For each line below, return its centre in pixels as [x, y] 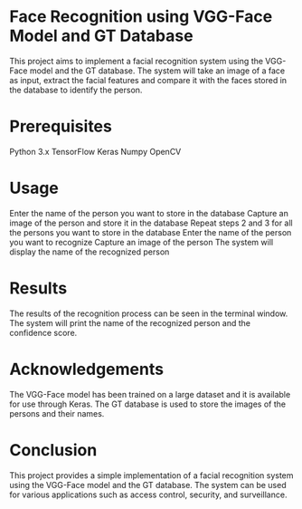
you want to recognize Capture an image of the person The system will [142, 242]
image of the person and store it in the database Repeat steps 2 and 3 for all [151, 223]
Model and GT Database [101, 36]
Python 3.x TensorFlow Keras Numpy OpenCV [95, 151]
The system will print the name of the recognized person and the [130, 322]
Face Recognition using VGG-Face [141, 17]
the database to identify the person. [76, 90]
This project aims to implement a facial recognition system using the [137, 61]
